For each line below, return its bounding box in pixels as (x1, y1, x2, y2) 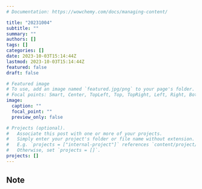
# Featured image (6, 80, 50, 87)
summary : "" (6, 31, 36, 37)
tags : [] (6, 42, 28, 48)
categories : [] (6, 47, 44, 54)
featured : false (6, 64, 47, 70)
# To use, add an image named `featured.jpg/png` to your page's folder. (6, 86, 195, 92)
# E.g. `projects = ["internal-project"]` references (6, 142, 149, 148)
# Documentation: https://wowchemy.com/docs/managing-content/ (6, 8, 168, 15)
